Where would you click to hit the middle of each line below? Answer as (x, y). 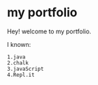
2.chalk (18, 63)
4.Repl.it (21, 75)
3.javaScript (26, 69)
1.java (16, 57)
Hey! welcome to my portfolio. (49, 31)
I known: (19, 44)
